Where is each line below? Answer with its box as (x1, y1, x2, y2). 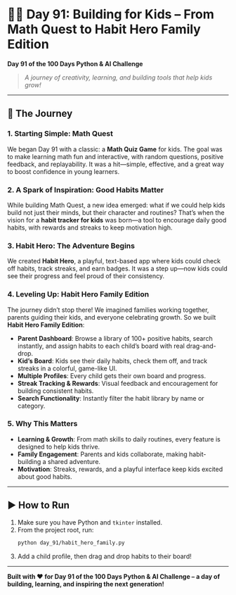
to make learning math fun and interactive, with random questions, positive (7, 152, 224, 161)
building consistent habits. (17, 387, 94, 395)
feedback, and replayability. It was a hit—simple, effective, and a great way (7, 160, 225, 168)
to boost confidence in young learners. (7, 167, 120, 175)
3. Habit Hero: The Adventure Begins (7, 241, 136, 251)
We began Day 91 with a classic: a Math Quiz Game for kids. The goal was (7, 144, 223, 154)
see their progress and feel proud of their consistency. (7, 272, 165, 280)
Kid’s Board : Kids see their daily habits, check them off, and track (17, 356, 208, 365)
